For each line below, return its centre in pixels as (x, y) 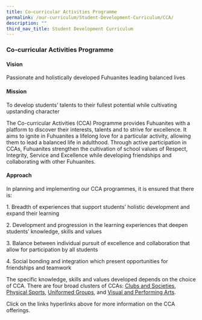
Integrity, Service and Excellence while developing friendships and (89, 155)
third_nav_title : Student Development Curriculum (70, 29)
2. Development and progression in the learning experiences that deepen (97, 225)
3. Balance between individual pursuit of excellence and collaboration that (98, 243)
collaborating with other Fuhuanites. (51, 161)
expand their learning (33, 213)
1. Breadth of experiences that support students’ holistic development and (98, 206)
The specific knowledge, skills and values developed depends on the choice (101, 279)
